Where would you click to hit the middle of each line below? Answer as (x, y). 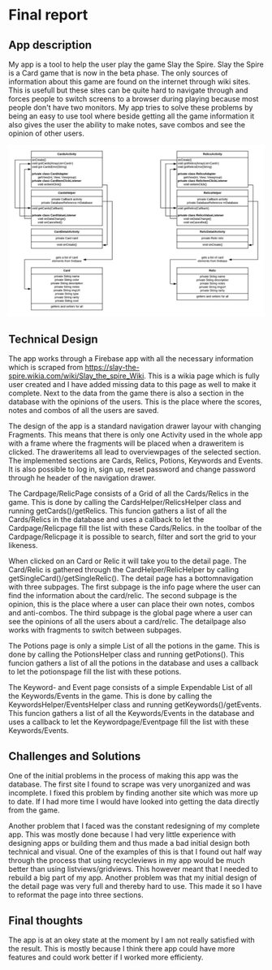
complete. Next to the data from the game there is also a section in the (126, 393)
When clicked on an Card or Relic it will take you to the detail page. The (127, 561)
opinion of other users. (47, 133)
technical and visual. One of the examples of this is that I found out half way (135, 852)
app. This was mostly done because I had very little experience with (122, 834)
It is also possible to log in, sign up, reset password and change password (132, 469)
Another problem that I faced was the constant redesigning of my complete (134, 826)
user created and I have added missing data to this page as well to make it (132, 385)
